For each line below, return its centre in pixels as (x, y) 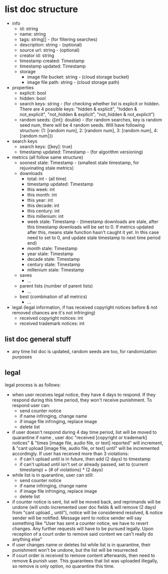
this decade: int (43, 205)
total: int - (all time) (47, 179)
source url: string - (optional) (49, 50)
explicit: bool (33, 93)
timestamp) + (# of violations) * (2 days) (61, 470)
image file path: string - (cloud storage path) (73, 82)
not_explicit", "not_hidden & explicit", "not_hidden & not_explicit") (87, 114)
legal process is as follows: (33, 385)
